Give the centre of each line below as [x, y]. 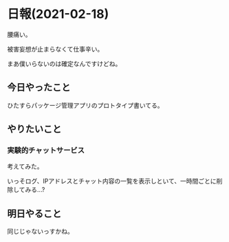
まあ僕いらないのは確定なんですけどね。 [64, 63]
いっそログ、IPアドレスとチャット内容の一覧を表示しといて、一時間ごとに [112, 181]
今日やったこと [39, 88]
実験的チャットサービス [46, 151]
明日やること [34, 213]
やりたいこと [34, 129]
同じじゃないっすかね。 [40, 232]
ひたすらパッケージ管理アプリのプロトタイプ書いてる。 [85, 105]
